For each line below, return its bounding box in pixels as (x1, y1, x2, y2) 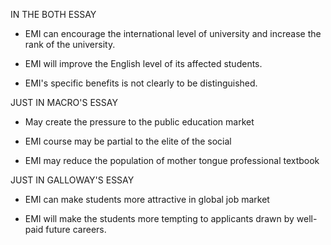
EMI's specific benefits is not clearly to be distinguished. (24, 77, 258, 89)
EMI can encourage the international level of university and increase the (24, 28, 322, 39)
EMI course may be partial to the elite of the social (24, 135, 232, 147)
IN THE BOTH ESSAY (10, 9, 97, 20)
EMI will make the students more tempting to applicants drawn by (24, 213, 295, 224)
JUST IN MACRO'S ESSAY (10, 97, 118, 108)
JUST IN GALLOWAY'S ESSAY (10, 174, 135, 186)
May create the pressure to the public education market (24, 116, 255, 128)
